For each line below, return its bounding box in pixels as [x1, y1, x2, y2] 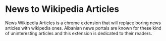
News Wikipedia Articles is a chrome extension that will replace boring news [5, 20, 161, 26]
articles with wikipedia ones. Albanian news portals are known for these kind [5, 25, 162, 31]
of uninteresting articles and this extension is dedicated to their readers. [5, 30, 152, 36]
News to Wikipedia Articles [5, 3, 119, 15]
